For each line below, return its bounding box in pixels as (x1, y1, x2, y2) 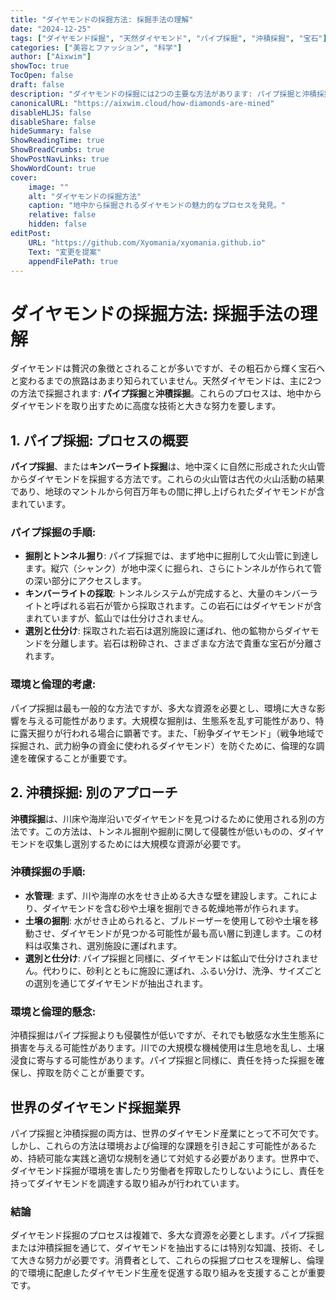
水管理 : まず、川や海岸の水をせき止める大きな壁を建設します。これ (24, 889, 301, 901)
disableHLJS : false (10, 107, 92, 118)
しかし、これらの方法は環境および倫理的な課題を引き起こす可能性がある (10, 1139, 308, 1151)
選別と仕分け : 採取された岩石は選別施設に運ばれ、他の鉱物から (24, 625, 285, 637)
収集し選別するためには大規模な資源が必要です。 (44, 837, 247, 850)
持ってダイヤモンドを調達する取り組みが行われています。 (10, 1177, 245, 1189)
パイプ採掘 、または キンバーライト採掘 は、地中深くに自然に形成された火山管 (10, 461, 326, 473)
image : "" (28, 182, 70, 192)
